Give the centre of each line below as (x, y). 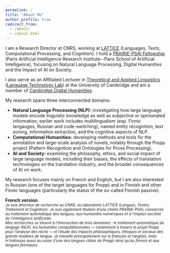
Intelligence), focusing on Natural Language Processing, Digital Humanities (83, 64)
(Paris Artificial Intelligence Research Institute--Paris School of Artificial (80, 59)
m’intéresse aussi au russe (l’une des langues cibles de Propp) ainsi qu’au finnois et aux (82, 241)
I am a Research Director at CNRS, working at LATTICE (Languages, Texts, (83, 48)
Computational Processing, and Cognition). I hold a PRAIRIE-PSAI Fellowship (85, 53)
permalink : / (19, 10)
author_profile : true (28, 19)
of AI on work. (27, 170)
